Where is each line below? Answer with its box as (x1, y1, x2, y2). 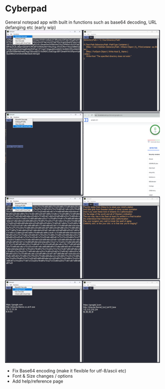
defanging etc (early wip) (5, 24, 56, 30)
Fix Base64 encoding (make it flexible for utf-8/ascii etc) (12, 367, 127, 374)
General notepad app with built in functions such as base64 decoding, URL (5, 19, 157, 25)
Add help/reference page (12, 378, 64, 384)
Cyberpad (5, 3, 47, 14)
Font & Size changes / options (12, 373, 73, 379)
